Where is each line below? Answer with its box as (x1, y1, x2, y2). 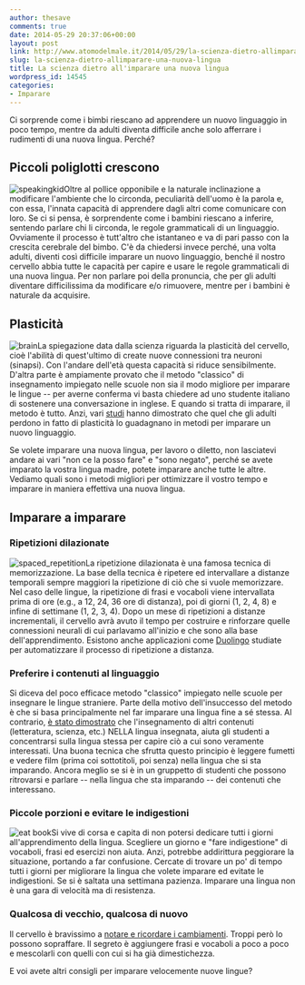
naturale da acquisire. (9, 290, 91, 300)
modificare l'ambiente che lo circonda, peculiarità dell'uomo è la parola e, (9, 193, 284, 204)
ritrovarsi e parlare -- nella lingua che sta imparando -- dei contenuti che (9, 774, 281, 785)
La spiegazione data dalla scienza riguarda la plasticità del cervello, (37, 340, 290, 351)
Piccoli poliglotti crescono (9, 160, 161, 175)
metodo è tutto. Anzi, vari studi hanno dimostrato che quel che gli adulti (9, 408, 277, 419)
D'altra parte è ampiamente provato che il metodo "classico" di (9, 369, 245, 380)
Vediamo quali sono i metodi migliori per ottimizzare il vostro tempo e (9, 474, 268, 485)
